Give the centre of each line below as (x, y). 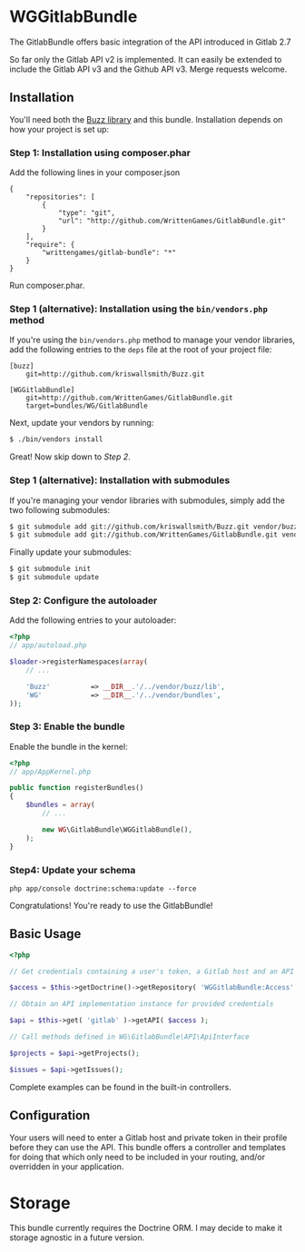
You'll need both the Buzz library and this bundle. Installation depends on (146, 119)
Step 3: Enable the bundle (67, 726)
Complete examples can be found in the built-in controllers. (120, 1087)
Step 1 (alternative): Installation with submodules (120, 480)
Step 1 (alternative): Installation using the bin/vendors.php (138, 309)
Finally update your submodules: (70, 552)
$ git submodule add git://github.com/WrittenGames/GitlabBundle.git (144, 535)
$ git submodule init (50, 569)
